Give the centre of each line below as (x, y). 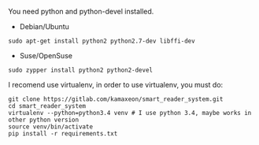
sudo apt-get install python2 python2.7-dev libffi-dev (102, 41)
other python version (44, 120)
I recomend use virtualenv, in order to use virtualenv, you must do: (116, 85)
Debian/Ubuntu (44, 26)
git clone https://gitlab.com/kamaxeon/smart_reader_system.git (116, 99)
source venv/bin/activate (50, 127)
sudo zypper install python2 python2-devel (81, 70)
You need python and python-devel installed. (81, 11)
